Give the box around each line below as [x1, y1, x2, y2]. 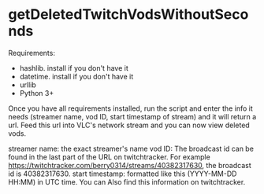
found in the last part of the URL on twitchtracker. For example [8, 152, 210, 162]
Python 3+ [19, 88, 54, 97]
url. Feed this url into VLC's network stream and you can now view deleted [8, 120, 250, 130]
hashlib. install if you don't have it [19, 63, 128, 72]
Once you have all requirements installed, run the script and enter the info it [8, 104, 254, 113]
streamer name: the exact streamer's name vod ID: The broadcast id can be [8, 144, 255, 153]
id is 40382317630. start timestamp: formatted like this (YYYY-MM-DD [8, 169, 237, 178]
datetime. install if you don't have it [19, 71, 134, 81]
